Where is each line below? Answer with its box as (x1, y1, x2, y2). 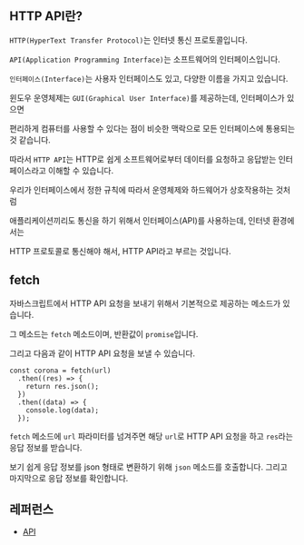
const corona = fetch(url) (9, 366, 112, 375)
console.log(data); (25, 405, 100, 415)
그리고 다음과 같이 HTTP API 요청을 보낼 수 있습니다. (9, 348, 196, 359)
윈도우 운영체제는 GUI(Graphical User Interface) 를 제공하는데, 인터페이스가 (9, 92, 285, 103)
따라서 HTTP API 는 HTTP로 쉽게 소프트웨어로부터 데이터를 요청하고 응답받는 (9, 154, 277, 164)
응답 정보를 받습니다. (9, 441, 83, 452)
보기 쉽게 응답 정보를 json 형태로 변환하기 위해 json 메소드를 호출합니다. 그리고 (9, 461, 288, 472)
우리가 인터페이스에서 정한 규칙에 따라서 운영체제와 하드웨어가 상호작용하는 (9, 184, 274, 195)
